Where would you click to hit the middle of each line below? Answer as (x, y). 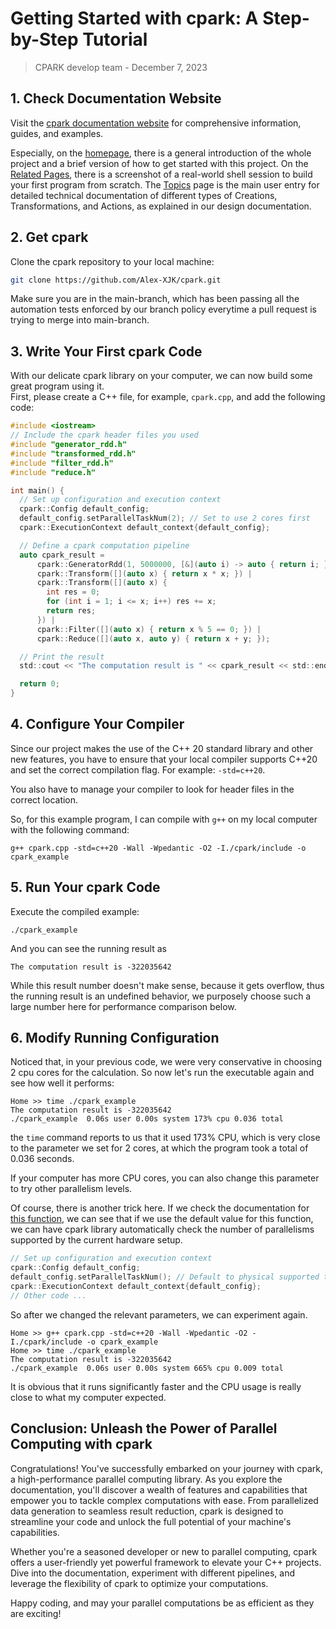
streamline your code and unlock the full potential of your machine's (151, 1521)
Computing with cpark (81, 1444)
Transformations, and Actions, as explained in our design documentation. (161, 206)
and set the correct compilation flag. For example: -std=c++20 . (138, 769)
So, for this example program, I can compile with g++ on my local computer (164, 819)
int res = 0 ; (73, 592)
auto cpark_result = (62, 555)
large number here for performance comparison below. (123, 1006)
